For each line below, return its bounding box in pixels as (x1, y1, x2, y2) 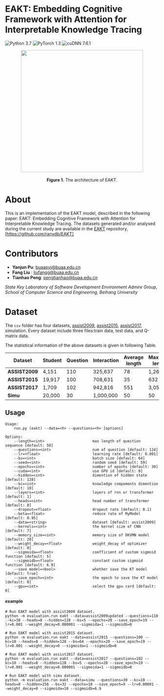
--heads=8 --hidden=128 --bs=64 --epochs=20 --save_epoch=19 (18, 639, 145, 644)
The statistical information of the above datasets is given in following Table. (5, 342, 157, 348)
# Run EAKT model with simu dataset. (5, 673, 82, 678)
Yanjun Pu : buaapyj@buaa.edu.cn (12, 264, 81, 270)
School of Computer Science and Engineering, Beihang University (5, 289, 138, 295)
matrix (5, 333, 18, 339)
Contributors (5, 248, 59, 259)
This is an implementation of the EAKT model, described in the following (5, 210, 150, 216)
